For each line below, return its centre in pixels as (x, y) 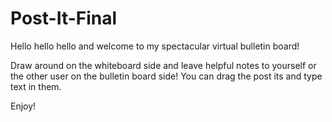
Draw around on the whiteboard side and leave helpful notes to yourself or (163, 65)
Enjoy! (23, 106)
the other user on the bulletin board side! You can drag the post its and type (166, 76)
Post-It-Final (64, 18)
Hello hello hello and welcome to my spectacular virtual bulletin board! (155, 46)
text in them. (36, 86)
